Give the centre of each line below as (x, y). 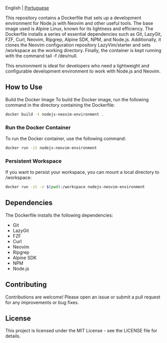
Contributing (26, 284)
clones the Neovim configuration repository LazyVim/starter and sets (78, 45)
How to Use (24, 87)
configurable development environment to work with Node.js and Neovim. (83, 71)
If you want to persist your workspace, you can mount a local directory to (82, 172)
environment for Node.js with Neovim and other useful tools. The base (79, 23)
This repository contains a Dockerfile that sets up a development (73, 18)
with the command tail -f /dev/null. (41, 56)
